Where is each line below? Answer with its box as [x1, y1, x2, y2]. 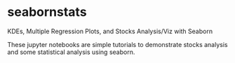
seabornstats [7, 4, 87, 20]
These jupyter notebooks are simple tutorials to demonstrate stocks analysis [7, 40, 228, 48]
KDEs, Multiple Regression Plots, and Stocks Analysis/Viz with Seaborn [7, 27, 213, 35]
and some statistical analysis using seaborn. [7, 48, 135, 56]
